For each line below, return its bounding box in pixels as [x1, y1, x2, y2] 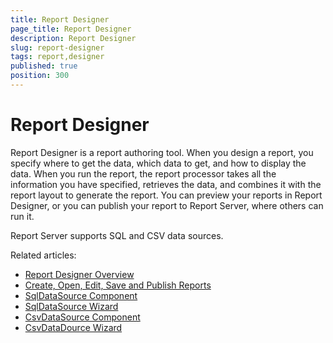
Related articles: [10, 249, 77, 261]
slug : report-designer [10, 42, 105, 53]
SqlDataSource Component [24, 289, 138, 301]
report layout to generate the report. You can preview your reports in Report [10, 189, 323, 201]
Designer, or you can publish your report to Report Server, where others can [10, 199, 324, 211]
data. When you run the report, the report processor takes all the [10, 167, 277, 180]
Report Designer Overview [24, 268, 135, 280]
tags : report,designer [10, 52, 105, 62]
